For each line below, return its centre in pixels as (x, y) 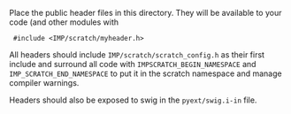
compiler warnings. (44, 83)
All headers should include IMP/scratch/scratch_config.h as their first (137, 55)
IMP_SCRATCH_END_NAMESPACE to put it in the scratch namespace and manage (145, 73)
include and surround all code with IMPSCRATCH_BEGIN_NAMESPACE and (133, 64)
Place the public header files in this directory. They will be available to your (145, 13)
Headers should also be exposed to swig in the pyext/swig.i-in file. (133, 100)
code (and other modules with (64, 22)
